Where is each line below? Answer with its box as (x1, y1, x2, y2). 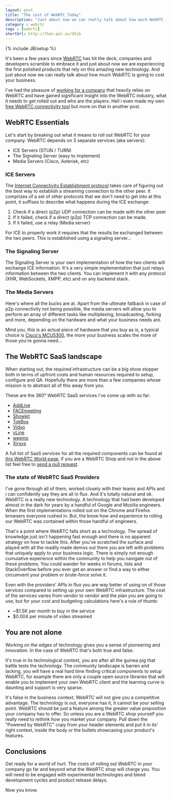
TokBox (12, 418, 29, 424)
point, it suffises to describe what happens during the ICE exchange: (5, 199, 150, 205)
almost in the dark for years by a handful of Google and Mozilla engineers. (5, 502, 162, 508)
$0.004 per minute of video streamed (12, 613, 92, 619)
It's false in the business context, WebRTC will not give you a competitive (5, 694, 160, 700)
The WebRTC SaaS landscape (5, 352, 102, 361)
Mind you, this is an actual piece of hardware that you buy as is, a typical (5, 326, 159, 333)
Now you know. (5, 787, 38, 793)
